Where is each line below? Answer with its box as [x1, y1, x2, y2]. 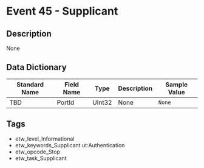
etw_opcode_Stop [15, 148, 61, 155]
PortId [56, 98, 75, 107]
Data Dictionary [6, 62, 67, 72]
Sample [165, 80, 188, 89]
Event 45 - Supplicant [6, 4, 118, 18]
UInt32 [92, 98, 112, 107]
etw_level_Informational [15, 135, 75, 142]
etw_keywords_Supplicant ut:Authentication [15, 141, 125, 149]
